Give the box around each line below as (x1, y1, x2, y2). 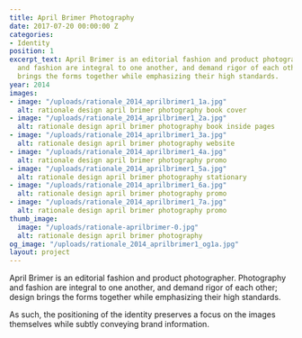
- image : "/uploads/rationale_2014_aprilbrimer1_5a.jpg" (9, 164, 227, 173)
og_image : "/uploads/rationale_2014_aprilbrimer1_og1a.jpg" (9, 240, 240, 249)
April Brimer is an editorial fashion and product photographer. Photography (9, 272, 287, 284)
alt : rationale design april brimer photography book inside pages (17, 123, 276, 132)
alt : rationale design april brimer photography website (17, 139, 235, 148)
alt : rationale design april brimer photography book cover (17, 105, 247, 114)
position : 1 (9, 47, 54, 56)
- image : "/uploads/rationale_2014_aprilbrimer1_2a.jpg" (9, 114, 227, 123)
